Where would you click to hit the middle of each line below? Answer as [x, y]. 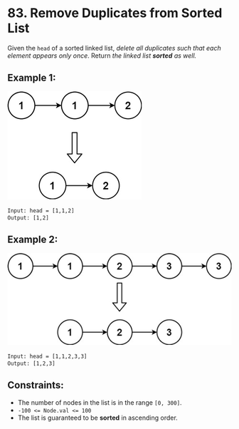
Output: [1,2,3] [31, 363]
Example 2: [33, 240]
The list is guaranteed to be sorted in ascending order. [97, 418]
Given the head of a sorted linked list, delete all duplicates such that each [115, 48]
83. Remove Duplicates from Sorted [115, 13]
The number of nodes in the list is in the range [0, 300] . [100, 402]
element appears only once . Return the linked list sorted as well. [102, 56]
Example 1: [32, 78]
